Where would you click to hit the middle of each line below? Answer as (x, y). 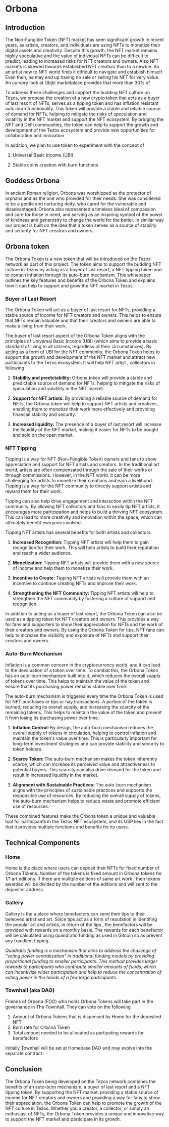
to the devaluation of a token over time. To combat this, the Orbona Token (82, 670)
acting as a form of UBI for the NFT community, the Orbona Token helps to (83, 352)
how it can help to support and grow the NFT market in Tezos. (70, 285)
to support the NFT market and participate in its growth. (63, 1119)
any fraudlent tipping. (27, 941)
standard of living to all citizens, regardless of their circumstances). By (78, 346)
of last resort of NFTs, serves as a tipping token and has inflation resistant (82, 103)
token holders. (27, 749)
